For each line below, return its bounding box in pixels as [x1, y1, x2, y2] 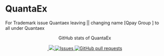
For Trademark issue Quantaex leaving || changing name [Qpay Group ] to [5, 20, 159, 26]
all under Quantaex [5, 25, 45, 31]
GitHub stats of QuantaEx [58, 35, 112, 41]
